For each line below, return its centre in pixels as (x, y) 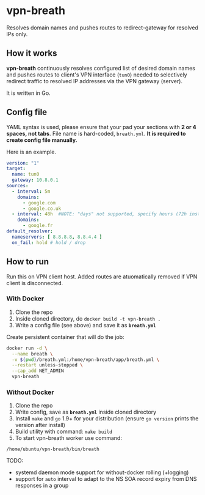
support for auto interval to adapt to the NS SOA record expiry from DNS (106, 479)
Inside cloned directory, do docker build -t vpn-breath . (88, 318)
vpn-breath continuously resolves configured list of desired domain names (101, 68)
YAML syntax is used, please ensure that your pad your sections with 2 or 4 (101, 127)
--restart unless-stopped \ (48, 365)
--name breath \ (32, 354)
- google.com (39, 203)
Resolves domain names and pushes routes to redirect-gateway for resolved (102, 28)
